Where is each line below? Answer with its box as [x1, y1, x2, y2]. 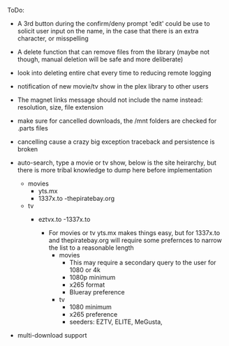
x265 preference [69, 310, 118, 318]
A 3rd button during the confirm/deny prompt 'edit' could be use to [17, 20, 211, 27]
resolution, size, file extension [17, 103, 103, 111]
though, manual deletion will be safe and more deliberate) [17, 55, 184, 63]
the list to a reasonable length [48, 243, 134, 252]
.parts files [17, 124, 49, 132]
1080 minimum [69, 303, 112, 311]
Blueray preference [69, 288, 125, 296]
